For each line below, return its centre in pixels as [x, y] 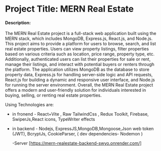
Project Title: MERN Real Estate [70, 9]
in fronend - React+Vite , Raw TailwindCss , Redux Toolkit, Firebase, [80, 114]
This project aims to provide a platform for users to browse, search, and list [80, 44]
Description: [18, 22]
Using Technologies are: [30, 105]
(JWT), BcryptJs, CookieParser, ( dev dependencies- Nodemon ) [77, 134]
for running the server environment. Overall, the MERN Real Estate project [79, 85]
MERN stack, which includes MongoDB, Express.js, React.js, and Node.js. [79, 39]
